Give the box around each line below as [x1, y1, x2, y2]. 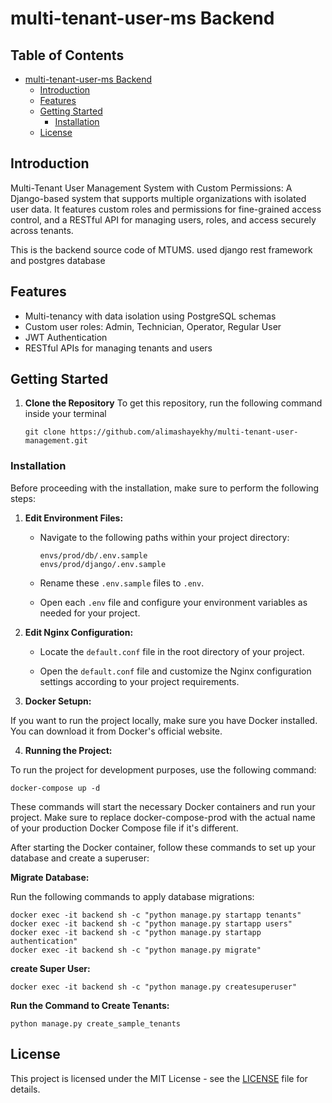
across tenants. [10, 224, 74, 236]
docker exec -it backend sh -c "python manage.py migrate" [10, 945, 262, 955]
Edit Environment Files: [24, 512, 124, 524]
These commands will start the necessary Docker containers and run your [10, 800, 316, 812]
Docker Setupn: [24, 695, 92, 707]
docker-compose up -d [10, 783, 101, 793]
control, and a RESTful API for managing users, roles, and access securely [10, 213, 317, 226]
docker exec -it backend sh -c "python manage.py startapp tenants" [10, 910, 302, 920]
